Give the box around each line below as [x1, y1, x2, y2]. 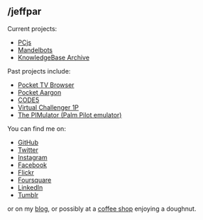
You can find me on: [7, 124, 66, 133]
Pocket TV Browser [17, 81, 75, 89]
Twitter [17, 145, 39, 154]
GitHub [17, 138, 39, 146]
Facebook [17, 161, 48, 169]
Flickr [17, 168, 34, 176]
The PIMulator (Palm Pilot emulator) [17, 110, 122, 119]
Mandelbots [17, 45, 53, 54]
